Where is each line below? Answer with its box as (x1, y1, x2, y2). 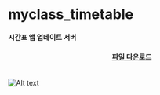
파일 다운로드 (111, 52, 152, 61)
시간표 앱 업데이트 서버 (8, 32, 77, 42)
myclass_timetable (8, 5, 134, 24)
